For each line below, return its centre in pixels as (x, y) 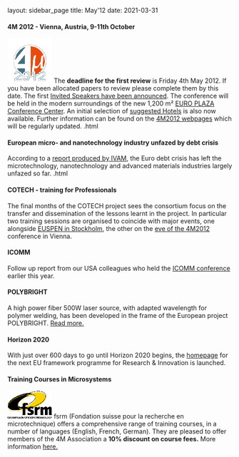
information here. (33, 447)
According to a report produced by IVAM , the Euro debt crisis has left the (115, 158)
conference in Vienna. (40, 236)
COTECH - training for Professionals (62, 190)
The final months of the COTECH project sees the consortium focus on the (117, 205)
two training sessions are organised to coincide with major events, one (111, 221)
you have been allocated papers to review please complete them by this (113, 88)
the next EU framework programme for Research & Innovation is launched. (117, 363)
